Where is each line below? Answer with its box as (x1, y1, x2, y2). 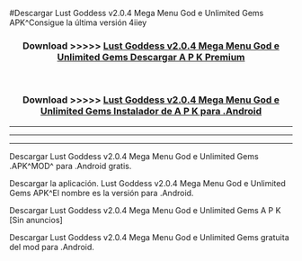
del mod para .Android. (9, 241, 94, 252)
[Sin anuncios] (9, 214, 63, 225)
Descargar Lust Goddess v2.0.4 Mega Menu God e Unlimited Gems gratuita (9, 231, 289, 242)
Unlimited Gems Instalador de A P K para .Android (40, 105, 262, 118)
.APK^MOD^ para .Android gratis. (9, 160, 132, 171)
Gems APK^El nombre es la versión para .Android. (9, 187, 194, 198)
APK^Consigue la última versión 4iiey (9, 17, 147, 28)
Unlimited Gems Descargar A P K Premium (57, 50, 245, 63)
